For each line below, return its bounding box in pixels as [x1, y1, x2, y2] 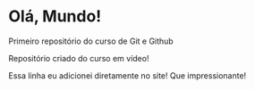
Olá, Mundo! [8, 6, 102, 27]
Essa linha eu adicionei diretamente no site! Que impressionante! [8, 70, 247, 81]
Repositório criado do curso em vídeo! [8, 53, 149, 63]
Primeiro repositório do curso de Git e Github [8, 36, 174, 46]
